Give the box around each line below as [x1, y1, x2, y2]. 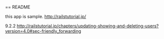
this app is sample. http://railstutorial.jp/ [5, 14, 87, 19]
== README [5, 4, 31, 10]
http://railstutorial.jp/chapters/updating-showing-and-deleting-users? [16, 23, 159, 29]
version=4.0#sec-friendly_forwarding [5, 28, 81, 34]
